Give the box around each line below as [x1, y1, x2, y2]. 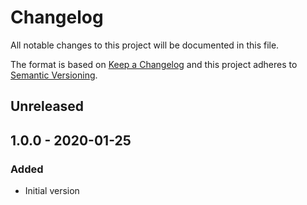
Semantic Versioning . [10, 69, 98, 81]
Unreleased [10, 98, 85, 115]
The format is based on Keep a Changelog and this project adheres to [10, 58, 298, 70]
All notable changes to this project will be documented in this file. [10, 39, 280, 51]
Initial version [24, 185, 80, 197]
